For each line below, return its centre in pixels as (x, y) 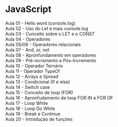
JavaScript (28, 9)
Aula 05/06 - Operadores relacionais (43, 44)
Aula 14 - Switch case (28, 87)
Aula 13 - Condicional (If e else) (38, 82)
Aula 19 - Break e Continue (33, 113)
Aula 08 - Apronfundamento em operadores (51, 55)
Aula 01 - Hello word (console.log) (40, 23)
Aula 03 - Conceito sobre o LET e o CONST (50, 34)
